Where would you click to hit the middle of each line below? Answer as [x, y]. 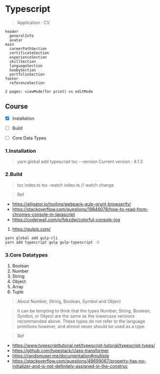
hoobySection [23, 70]
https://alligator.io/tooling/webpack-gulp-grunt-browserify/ [71, 204]
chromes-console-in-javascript [44, 214]
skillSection [23, 61]
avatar [16, 40]
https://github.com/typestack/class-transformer [60, 351]
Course [17, 106]
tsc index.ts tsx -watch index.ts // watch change [65, 185]
